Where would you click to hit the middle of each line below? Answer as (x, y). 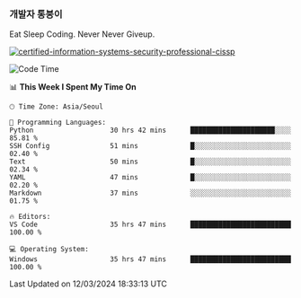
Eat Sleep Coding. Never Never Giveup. (82, 34)
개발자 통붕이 (36, 13)
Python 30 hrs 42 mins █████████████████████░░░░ (150, 131)
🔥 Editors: (30, 217)
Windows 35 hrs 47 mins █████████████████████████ (150, 259)
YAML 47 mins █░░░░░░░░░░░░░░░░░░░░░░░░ (150, 178)
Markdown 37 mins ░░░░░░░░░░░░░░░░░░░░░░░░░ (150, 193)
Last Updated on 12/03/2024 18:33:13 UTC (89, 284)
